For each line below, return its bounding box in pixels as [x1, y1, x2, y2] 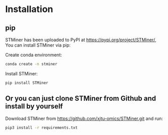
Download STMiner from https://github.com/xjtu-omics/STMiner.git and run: [5, 115, 163, 121]
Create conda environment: [5, 52, 62, 58]
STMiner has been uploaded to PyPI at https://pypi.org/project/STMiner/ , [5, 37, 156, 43]
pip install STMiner [5, 80, 49, 85]
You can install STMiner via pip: [5, 42, 71, 48]
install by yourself [5, 102, 63, 111]
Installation [5, 4, 53, 15]
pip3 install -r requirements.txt [5, 125, 78, 130]
